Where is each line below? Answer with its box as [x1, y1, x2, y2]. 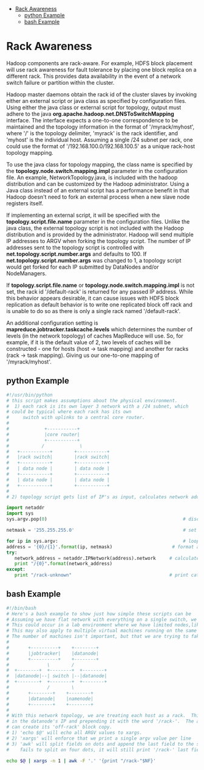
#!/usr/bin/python [6, 392, 53, 398]
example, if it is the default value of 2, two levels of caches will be [6, 338, 171, 346]
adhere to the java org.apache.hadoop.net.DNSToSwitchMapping [6, 110, 174, 118]
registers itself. [6, 199, 44, 207]
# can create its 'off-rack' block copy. [6, 724, 113, 730]
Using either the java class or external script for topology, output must [6, 104, 182, 111]
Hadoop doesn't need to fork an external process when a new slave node [6, 193, 190, 200]
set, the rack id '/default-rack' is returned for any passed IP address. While [6, 288, 194, 295]
